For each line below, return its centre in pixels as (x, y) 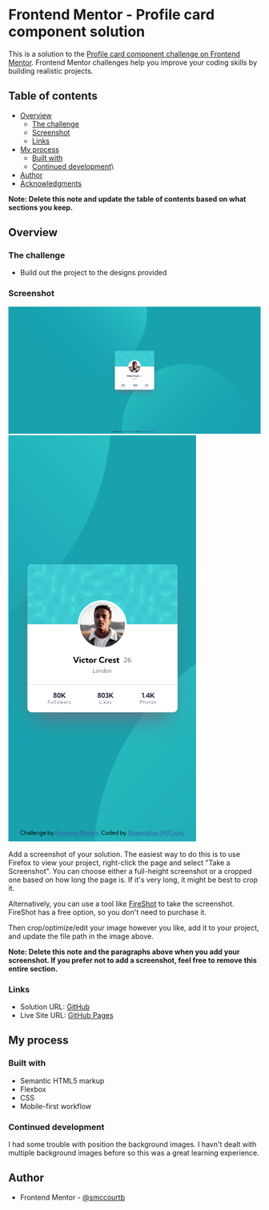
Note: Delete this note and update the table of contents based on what (127, 198)
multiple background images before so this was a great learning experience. (134, 1152)
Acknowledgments (51, 183)
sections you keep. (41, 207)
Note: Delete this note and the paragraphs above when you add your (124, 952)
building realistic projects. (51, 70)
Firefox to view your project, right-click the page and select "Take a (119, 863)
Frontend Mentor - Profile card (111, 15)
